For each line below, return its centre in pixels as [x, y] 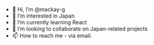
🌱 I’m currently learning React [50, 22]
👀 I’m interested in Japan [43, 16]
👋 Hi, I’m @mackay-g [38, 9]
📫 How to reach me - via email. [52, 36]
